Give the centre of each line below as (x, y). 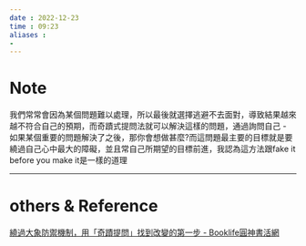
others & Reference (84, 206)
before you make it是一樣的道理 (68, 160)
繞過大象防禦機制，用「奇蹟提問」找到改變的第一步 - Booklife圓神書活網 (144, 232)
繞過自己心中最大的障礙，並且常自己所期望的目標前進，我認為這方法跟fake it (153, 149)
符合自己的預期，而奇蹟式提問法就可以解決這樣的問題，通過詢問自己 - (156, 126)
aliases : (28, 35)
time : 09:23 (34, 26)
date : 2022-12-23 (44, 18)
